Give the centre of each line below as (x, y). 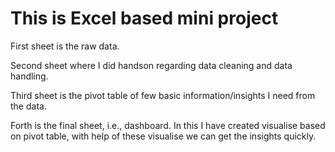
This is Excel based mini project (144, 18)
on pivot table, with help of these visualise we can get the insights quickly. (163, 136)
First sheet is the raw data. (65, 46)
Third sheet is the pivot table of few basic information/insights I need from (163, 95)
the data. (28, 106)
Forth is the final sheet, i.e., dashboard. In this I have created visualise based (168, 125)
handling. (29, 76)
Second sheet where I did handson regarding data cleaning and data (151, 65)
